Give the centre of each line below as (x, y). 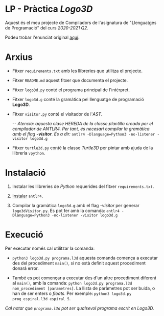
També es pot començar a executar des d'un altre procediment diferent (84, 278)
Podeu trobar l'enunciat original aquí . (42, 37)
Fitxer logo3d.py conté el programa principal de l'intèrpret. (71, 90)
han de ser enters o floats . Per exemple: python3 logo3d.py (72, 293)
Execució (24, 235)
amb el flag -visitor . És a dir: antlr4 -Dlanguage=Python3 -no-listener (83, 134)
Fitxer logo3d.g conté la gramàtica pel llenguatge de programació (78, 99)
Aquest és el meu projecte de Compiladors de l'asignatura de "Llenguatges (81, 23)
